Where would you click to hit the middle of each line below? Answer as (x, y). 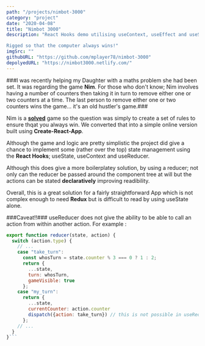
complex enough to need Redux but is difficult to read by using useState (97, 199)
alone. (14, 205)
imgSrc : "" (20, 52)
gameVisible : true (52, 281)
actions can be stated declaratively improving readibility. (78, 180)
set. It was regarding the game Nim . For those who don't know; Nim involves (103, 87)
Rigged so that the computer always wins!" (63, 46)
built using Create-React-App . (45, 131)
